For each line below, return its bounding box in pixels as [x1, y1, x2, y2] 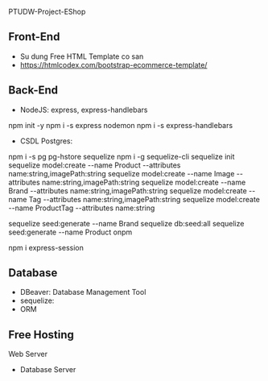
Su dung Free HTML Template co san [19, 52, 144, 61]
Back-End [8, 84, 59, 97]
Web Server [8, 350, 48, 359]
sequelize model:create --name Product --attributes [8, 160, 181, 170]
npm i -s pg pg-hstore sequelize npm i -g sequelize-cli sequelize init [8, 151, 235, 161]
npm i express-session [8, 242, 85, 252]
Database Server [19, 365, 76, 375]
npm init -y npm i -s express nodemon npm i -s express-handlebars [8, 120, 233, 130]
